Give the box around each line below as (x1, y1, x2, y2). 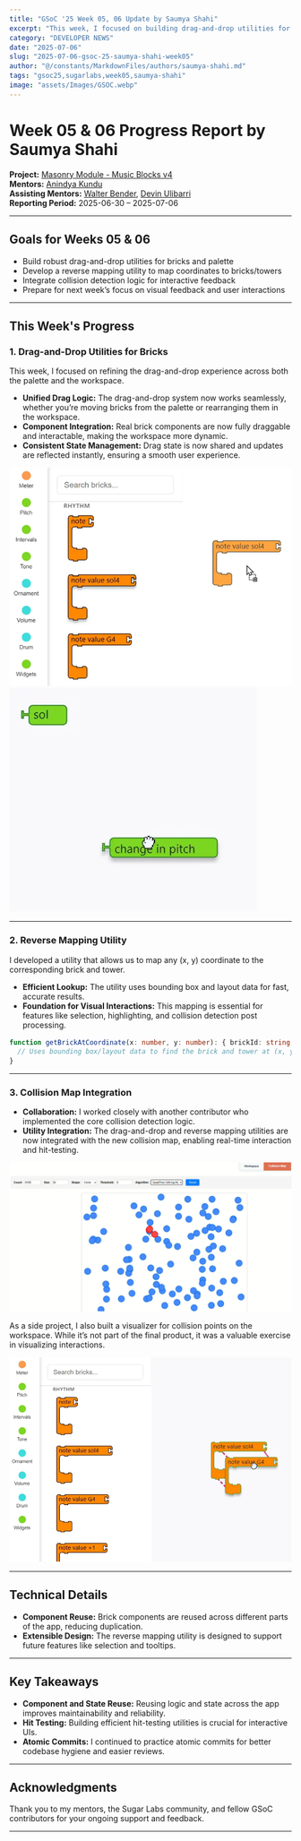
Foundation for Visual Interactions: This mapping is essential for (21, 1000, 263, 1011)
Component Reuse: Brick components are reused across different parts (21, 1611, 288, 1622)
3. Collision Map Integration (9, 1087, 133, 1099)
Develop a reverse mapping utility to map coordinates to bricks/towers (21, 265, 282, 276)
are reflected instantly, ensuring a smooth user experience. (21, 450, 241, 460)
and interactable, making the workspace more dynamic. (21, 431, 228, 442)
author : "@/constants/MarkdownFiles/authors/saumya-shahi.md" (9, 62, 246, 71)
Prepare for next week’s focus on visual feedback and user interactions (21, 284, 286, 295)
